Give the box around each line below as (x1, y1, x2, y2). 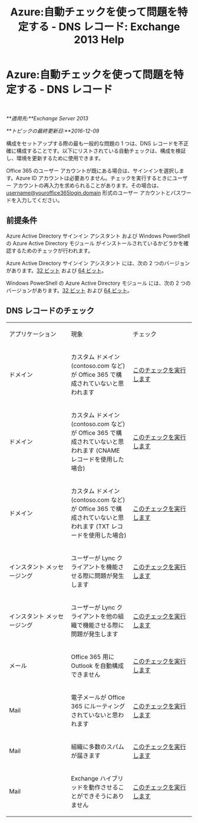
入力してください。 (16, 196, 63, 203)
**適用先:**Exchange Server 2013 (6, 114, 88, 121)
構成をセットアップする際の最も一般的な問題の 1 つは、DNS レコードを (6, 140, 179, 147)
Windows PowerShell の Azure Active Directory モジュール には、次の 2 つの (6, 279, 192, 287)
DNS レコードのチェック (6, 306, 94, 316)
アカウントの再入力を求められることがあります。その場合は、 (12, 182, 162, 189)
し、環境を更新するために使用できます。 (6, 154, 104, 162)
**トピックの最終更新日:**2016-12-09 (6, 127, 100, 134)
